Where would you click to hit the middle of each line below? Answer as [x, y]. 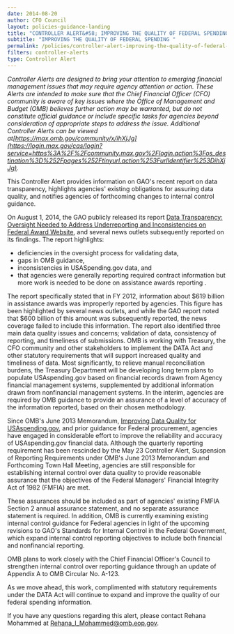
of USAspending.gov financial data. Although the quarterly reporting [105, 443]
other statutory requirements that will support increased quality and [104, 355]
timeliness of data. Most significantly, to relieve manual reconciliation [106, 363]
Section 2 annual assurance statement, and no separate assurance [103, 508]
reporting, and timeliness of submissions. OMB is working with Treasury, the [117, 340]
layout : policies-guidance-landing [59, 27]
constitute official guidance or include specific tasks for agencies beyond [113, 116]
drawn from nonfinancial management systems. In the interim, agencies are [116, 392]
